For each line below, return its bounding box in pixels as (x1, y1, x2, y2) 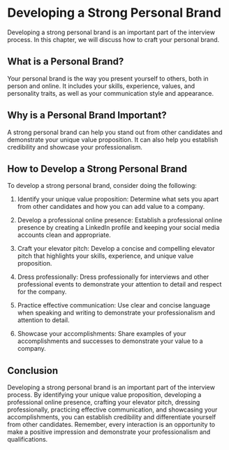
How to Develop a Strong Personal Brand (7, 163, 187, 175)
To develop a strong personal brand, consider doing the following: (7, 182, 197, 190)
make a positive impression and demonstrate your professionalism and (7, 428, 211, 436)
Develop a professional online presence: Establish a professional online (17, 216, 223, 224)
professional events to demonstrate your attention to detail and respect (17, 280, 222, 289)
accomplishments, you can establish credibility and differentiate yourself (7, 413, 216, 421)
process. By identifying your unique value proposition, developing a (7, 391, 202, 399)
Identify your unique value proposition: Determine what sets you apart (17, 195, 219, 203)
